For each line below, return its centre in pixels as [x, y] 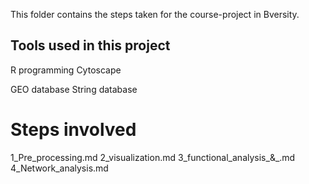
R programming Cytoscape [66, 70]
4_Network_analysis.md [59, 168]
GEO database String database [74, 89]
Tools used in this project [90, 45]
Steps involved [73, 130]
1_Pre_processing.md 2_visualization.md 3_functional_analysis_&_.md [153, 157]
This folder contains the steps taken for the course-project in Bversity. [155, 14]
